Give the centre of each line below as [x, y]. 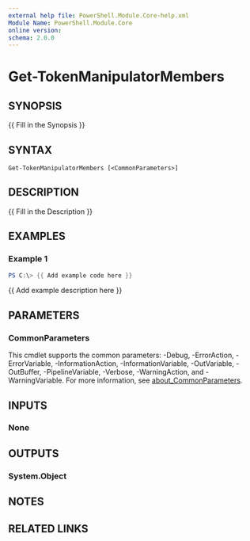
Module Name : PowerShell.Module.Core [70, 23]
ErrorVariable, [31, 364]
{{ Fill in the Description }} [51, 211]
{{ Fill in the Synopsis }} [47, 125]
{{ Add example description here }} [65, 291]
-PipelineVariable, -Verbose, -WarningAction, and [123, 372]
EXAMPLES [37, 236]
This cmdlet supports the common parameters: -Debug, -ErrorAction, [121, 355]
